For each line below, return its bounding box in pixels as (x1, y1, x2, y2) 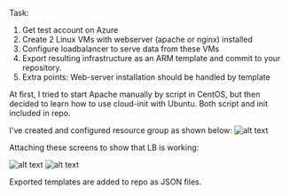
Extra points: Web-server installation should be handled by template (21, 72, 270, 82)
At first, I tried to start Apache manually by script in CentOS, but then (9, 89, 261, 99)
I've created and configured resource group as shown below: (9, 125, 233, 136)
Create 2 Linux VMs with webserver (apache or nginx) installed (21, 35, 253, 44)
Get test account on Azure (21, 25, 119, 35)
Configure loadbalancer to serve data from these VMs (21, 43, 220, 54)
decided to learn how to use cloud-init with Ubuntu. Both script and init (9, 98, 269, 109)
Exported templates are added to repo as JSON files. (9, 176, 202, 187)
